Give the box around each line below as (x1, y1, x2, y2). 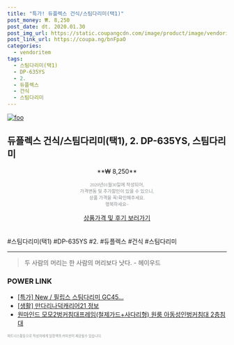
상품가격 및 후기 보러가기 (83, 214, 151, 222)
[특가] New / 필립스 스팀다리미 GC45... (17, 293, 124, 301)
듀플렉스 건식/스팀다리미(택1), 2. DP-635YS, (7, 135, 191, 147)
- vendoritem (13, 49, 52, 56)
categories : (7, 42, 42, 49)
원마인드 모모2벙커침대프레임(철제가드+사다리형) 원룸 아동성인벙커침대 (17, 310, 209, 319)
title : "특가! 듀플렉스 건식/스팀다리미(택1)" (7, 10, 124, 17)
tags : (7, 56, 23, 63)
